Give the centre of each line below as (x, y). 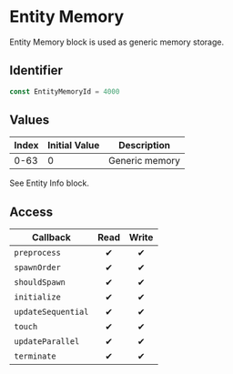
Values (30, 120)
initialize (37, 297)
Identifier (36, 71)
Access (31, 212)
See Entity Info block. (49, 183)
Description (144, 146)
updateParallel (47, 342)
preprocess (37, 253)
